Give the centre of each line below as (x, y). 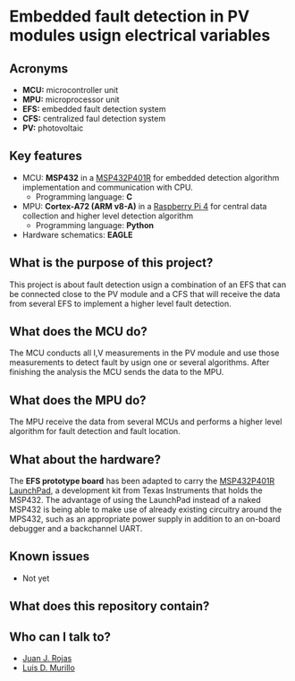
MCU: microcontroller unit (70, 90)
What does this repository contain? (110, 606)
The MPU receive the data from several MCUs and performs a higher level (146, 421)
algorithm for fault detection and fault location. (95, 431)
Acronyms (39, 68)
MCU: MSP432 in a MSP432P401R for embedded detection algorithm (151, 177)
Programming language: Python (95, 225)
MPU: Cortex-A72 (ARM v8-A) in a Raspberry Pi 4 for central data (144, 206)
